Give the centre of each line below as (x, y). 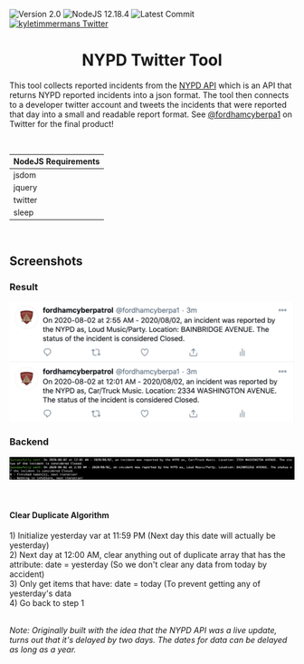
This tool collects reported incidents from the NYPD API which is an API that (151, 85)
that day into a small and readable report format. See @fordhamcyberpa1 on (151, 114)
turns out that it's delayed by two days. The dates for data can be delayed (148, 640)
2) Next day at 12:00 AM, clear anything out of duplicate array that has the (148, 554)
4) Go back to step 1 (47, 602)
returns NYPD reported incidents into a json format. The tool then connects (149, 94)
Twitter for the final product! (62, 123)
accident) (27, 574)
